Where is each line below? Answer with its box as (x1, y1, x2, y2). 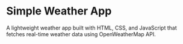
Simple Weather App (6, 4, 112, 18)
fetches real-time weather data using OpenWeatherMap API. (6, 30, 156, 37)
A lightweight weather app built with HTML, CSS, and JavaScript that (6, 24, 177, 31)
